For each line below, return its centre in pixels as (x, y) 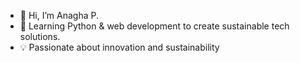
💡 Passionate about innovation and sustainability (119, 47)
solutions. (40, 36)
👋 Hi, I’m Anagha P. (59, 15)
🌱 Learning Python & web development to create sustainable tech (154, 26)
